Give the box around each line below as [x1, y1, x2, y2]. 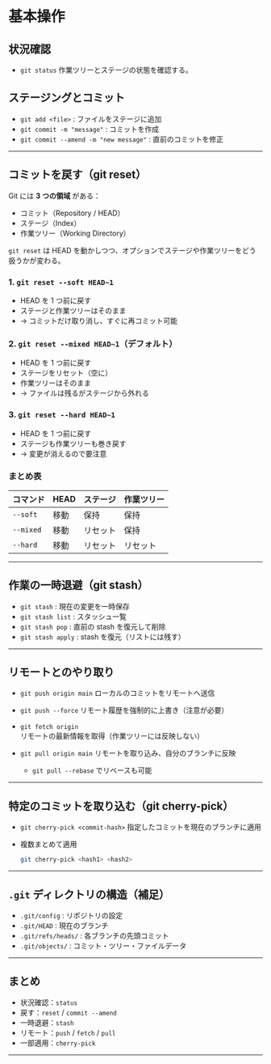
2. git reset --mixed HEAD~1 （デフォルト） [8, 337, 177, 349]
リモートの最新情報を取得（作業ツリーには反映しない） [19, 731, 204, 741]
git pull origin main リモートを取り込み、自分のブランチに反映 [19, 748, 236, 758]
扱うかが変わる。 [8, 256, 65, 265]
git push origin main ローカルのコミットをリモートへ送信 [19, 689, 215, 698]
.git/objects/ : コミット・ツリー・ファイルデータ [19, 940, 187, 951]
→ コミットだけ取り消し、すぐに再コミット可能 [19, 316, 178, 325]
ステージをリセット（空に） [19, 368, 113, 378]
